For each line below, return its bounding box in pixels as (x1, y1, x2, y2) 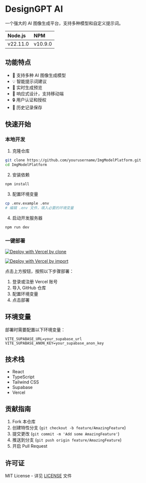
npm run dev (5, 224, 29, 230)
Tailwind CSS (12, 379, 39, 385)
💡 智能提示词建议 (12, 78, 47, 84)
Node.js (7, 32, 26, 39)
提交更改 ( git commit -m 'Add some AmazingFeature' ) (12, 431, 120, 437)
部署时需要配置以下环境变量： (5, 327, 65, 333)
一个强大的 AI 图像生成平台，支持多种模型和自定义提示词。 (5, 20, 123, 26)
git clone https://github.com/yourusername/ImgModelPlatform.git (5, 158, 141, 163)
